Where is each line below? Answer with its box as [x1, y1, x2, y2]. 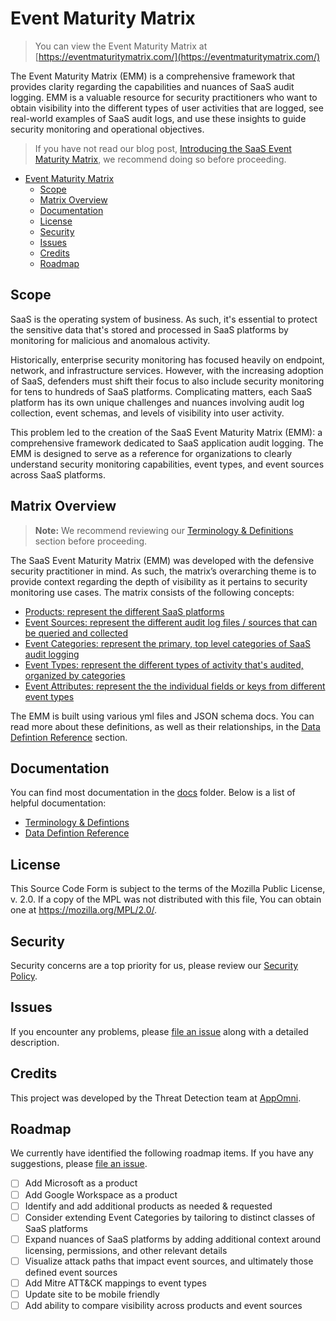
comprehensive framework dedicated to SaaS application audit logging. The [10, 437, 324, 449]
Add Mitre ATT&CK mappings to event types [24, 1277, 207, 1289]
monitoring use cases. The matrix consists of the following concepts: [10, 586, 295, 598]
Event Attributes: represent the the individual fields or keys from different [24, 680, 326, 692]
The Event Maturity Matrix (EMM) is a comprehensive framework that [10, 70, 296, 82]
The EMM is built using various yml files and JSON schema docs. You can [10, 710, 315, 722]
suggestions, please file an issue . [10, 1158, 148, 1170]
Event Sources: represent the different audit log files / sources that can [24, 616, 318, 628]
